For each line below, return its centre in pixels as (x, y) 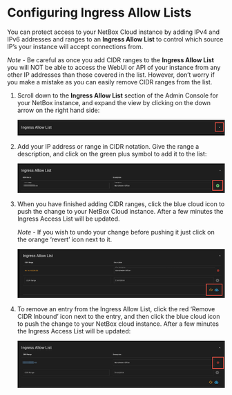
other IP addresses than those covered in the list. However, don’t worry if (111, 75)
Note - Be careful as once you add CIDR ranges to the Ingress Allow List (110, 59)
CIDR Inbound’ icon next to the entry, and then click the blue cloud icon (118, 317)
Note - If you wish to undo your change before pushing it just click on (116, 232)
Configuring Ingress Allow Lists (99, 13)
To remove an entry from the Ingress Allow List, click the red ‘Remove (116, 309)
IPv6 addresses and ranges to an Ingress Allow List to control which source (115, 39)
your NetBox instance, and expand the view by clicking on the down (114, 102)
